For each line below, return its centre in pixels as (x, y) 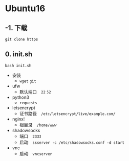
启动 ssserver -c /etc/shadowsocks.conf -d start (72, 142)
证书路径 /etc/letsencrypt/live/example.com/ (67, 114)
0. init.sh (19, 54)
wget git (28, 81)
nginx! (18, 119)
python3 (21, 97)
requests (28, 103)
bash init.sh (18, 66)
